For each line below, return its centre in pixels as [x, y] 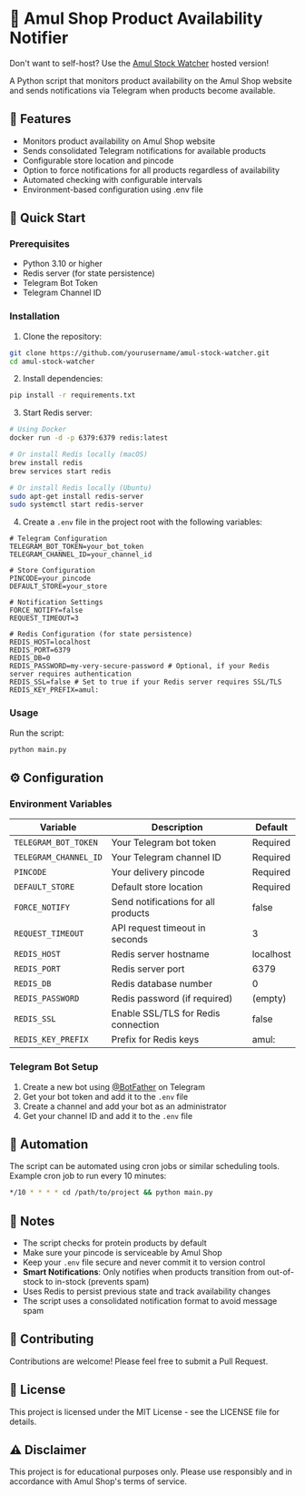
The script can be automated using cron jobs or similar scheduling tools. [144, 1166]
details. [23, 1421]
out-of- [281, 1272]
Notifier [39, 38]
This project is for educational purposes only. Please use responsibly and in [151, 1472]
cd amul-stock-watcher [52, 361]
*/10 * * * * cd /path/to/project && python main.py [111, 1193]
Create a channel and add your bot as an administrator [124, 1106]
